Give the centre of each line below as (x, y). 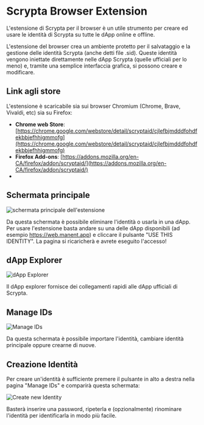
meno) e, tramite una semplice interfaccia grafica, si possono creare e (94, 66)
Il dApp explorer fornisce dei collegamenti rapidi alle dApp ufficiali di (92, 287)
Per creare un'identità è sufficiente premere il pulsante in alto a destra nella (100, 379)
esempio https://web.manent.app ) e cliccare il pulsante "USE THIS (90, 234)
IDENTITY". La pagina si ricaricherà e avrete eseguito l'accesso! (86, 241)
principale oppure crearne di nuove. (51, 345)
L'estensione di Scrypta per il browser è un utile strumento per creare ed (97, 28)
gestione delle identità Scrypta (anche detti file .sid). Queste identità (92, 52)
